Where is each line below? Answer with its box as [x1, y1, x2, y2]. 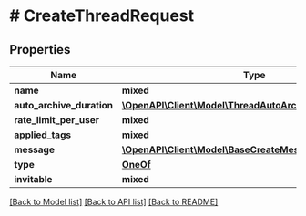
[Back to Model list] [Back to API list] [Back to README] [9, 197, 219, 207]
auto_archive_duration [14, 99, 114, 111]
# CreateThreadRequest [9, 5, 195, 26]
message [14, 143, 55, 156]
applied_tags [14, 129, 71, 141]
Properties [9, 42, 71, 57]
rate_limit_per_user [14, 114, 100, 126]
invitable [14, 173, 53, 185]
